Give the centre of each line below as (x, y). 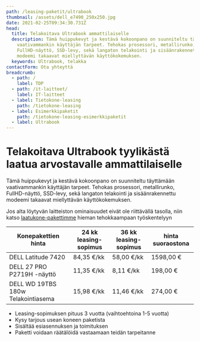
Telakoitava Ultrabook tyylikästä (88, 152)
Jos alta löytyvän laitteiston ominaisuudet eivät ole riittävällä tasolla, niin (94, 211)
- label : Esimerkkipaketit (45, 111)
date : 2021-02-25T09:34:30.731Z (46, 23)
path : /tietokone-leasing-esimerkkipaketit (72, 117)
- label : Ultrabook (36, 123)
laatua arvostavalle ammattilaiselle (94, 164)
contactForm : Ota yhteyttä (40, 67)
